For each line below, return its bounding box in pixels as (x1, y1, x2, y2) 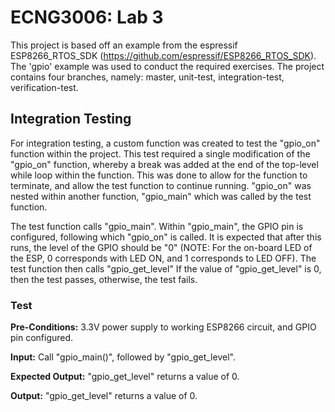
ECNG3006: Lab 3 (10, 6, 164, 29)
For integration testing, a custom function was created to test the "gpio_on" (10, 137, 321, 149)
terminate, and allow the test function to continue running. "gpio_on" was (10, 179, 312, 191)
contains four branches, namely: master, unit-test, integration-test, (10, 71, 285, 83)
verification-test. (10, 81, 79, 93)
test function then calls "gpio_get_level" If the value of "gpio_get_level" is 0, (10, 262, 322, 275)
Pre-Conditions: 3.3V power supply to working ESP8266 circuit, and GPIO (10, 321, 317, 333)
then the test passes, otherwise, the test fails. (10, 273, 198, 285)
